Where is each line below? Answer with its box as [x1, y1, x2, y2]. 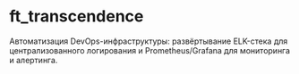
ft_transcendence [9, 6, 144, 27]
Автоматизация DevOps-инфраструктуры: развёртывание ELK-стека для [9, 36, 288, 46]
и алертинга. [9, 54, 58, 65]
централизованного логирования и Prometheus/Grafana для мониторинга [9, 45, 291, 55]
